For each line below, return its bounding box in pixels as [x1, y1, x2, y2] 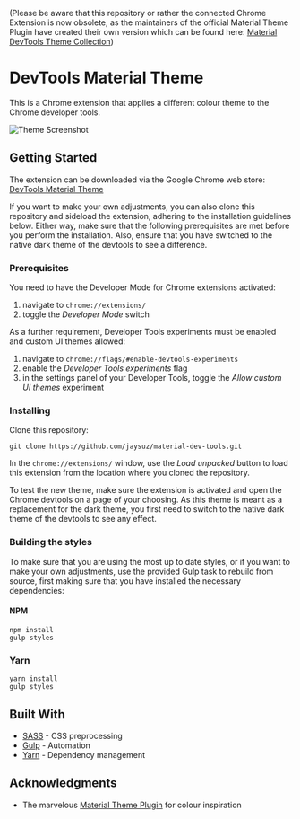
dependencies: [9, 585, 64, 595]
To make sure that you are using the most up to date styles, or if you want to [9, 556, 291, 567]
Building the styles [9, 536, 92, 549]
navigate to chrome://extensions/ [21, 300, 146, 311]
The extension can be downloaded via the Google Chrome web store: [9, 174, 266, 185]
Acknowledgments [9, 776, 118, 791]
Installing [9, 404, 51, 417]
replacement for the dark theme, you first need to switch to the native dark [9, 504, 285, 515]
